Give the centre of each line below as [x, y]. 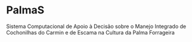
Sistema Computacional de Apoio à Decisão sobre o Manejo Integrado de [96, 26]
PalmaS [25, 10]
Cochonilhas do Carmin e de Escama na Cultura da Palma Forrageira [90, 32]
